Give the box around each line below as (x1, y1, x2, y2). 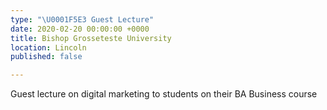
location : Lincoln (10, 42, 87, 53)
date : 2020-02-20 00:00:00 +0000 (10, 24, 150, 34)
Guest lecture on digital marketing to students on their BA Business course (10, 88, 318, 100)
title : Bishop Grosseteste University (10, 33, 172, 43)
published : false (10, 52, 83, 62)
